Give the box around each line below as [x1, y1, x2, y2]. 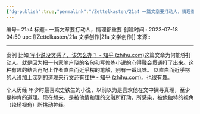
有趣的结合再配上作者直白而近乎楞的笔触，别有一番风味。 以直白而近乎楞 [11, 66, 190, 73]
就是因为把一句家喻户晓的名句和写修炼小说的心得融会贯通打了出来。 [21, 59, 189, 66]
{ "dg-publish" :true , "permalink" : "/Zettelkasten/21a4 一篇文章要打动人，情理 [6, 8, 191, 15]
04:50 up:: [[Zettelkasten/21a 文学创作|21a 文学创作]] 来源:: [6, 33, 151, 40]
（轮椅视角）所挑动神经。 [6, 101, 69, 108]
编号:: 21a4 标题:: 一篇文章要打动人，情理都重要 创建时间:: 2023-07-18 [6, 26, 179, 33]
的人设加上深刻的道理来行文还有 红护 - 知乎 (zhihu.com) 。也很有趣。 [6, 74, 173, 81]
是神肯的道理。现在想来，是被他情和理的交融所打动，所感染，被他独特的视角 [6, 93, 194, 101]
